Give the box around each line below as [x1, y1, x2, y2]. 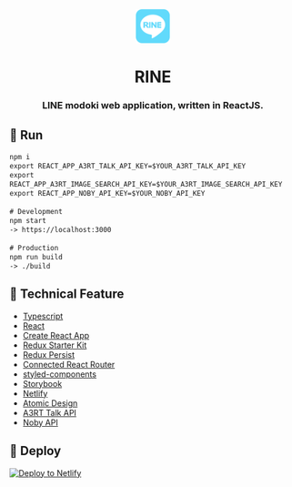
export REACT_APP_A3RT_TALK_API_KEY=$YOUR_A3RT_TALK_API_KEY [9, 161, 247, 170]
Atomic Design [22, 397, 78, 409]
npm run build [9, 252, 64, 261]
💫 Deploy [9, 443, 62, 459]
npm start [9, 216, 47, 225]
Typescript [22, 310, 64, 321]
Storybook [22, 378, 63, 389]
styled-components [22, 369, 97, 380]
